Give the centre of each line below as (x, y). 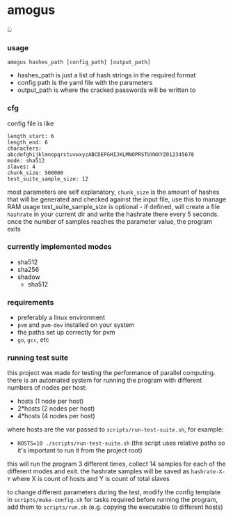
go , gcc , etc (33, 340)
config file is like (31, 123)
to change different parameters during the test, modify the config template (114, 492)
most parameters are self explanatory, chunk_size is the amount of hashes (113, 192)
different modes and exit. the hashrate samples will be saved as (98, 471)
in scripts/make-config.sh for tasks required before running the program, (112, 500)
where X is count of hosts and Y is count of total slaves (91, 479)
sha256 (28, 269)
